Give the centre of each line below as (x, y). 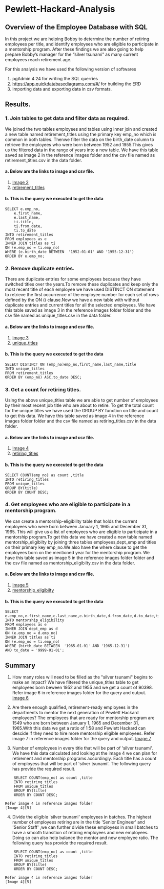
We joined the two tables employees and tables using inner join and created (81, 129)
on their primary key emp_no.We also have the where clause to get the (76, 547)
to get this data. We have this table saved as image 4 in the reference (75, 416)
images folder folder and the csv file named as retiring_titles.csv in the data (81, 421)
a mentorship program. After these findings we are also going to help (74, 49)
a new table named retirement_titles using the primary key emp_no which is (81, 134)
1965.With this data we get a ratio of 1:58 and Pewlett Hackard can (79, 728)
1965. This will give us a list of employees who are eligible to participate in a (81, 532)
